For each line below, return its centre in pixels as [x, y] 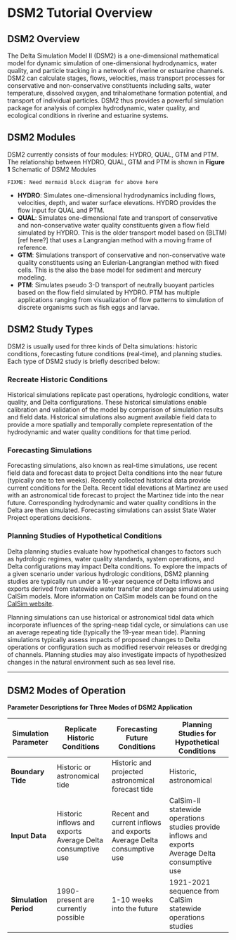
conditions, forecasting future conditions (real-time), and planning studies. [115, 353]
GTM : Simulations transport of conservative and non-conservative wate [122, 255]
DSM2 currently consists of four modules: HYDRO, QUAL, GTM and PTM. [113, 154]
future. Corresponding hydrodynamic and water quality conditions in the [112, 503]
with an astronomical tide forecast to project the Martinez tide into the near [116, 495]
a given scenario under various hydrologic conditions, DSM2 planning [108, 573]
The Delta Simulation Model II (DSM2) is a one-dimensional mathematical [113, 56]
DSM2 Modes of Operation [67, 690]
